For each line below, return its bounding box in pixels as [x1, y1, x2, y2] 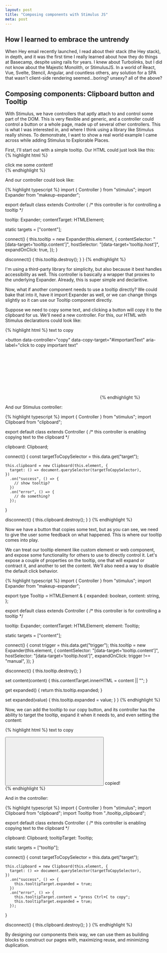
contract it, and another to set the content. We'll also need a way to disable [5, 563, 159, 569]
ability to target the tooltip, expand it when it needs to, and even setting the [5, 712, 160, 718]
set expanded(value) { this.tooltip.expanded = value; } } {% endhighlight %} [5, 697, 161, 703]
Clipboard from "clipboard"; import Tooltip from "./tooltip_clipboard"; [5, 810, 146, 816]
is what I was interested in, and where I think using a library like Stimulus [5, 127, 154, 133]
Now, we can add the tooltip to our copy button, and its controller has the [5, 707, 156, 712]
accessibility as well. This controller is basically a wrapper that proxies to [5, 271, 155, 277]
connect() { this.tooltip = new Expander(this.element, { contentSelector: [5, 236, 152, 242]
